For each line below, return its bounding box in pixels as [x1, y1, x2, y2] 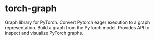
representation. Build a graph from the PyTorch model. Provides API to [5, 24, 150, 30]
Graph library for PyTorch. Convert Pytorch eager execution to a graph [5, 19, 150, 25]
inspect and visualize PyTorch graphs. [5, 30, 84, 36]
